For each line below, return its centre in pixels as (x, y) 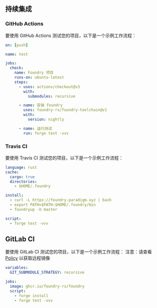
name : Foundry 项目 (34, 73)
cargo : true (22, 177)
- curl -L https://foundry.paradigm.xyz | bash (61, 200)
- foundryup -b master (34, 209)
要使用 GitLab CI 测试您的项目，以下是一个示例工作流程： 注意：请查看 (79, 252)
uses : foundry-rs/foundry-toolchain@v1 (65, 110)
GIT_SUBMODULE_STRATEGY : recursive (47, 273)
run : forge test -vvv (46, 133)
